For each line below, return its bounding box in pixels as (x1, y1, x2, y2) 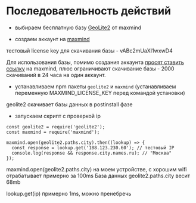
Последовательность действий (6, 4, 172, 18)
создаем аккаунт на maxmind (14, 35, 90, 42)
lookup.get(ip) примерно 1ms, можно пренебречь (6, 190, 132, 197)
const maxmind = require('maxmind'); (6, 129, 100, 135)
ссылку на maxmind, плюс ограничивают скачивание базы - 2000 (6, 64, 175, 72)
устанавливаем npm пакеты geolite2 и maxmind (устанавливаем (14, 82, 176, 90)
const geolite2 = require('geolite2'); (6, 124, 105, 130)
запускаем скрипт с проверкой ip (14, 112, 101, 119)
